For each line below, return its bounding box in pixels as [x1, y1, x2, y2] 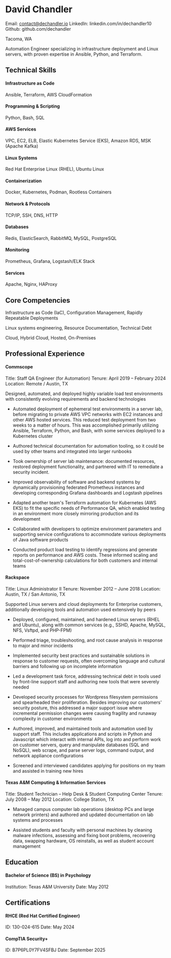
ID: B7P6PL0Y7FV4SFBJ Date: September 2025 [5, 947, 106, 953]
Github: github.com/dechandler [5, 26, 71, 32]
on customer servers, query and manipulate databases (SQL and [12, 742, 149, 748]
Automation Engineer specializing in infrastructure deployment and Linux [5, 45, 159, 52]
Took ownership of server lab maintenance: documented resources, [12, 458, 156, 464]
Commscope [5, 363, 33, 370]
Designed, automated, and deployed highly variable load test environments [5, 390, 163, 397]
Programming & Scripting [5, 103, 60, 109]
